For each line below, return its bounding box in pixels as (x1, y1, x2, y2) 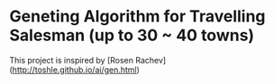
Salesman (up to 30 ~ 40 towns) (9, 25, 255, 46)
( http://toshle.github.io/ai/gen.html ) (9, 64, 140, 75)
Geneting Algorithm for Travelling (9, 6, 266, 27)
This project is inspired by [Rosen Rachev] (9, 55, 167, 65)
